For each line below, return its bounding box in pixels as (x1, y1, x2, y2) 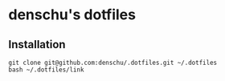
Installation (8, 38, 66, 51)
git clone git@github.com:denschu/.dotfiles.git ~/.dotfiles (8, 59, 218, 67)
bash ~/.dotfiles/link (8, 66, 84, 74)
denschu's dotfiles (8, 6, 137, 24)
